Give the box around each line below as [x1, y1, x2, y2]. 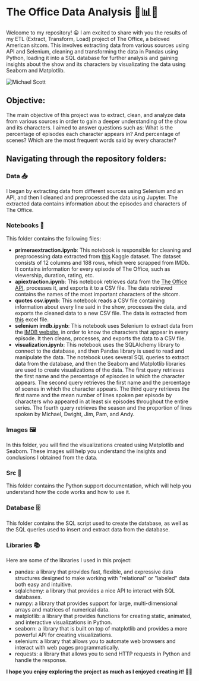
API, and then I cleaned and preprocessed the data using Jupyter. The [6, 194, 178, 201]
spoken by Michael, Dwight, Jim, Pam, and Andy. [14, 410, 135, 417]
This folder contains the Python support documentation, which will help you [6, 482, 191, 489]
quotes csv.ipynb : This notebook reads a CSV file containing [14, 297, 165, 304]
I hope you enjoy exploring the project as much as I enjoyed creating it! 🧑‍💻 [6, 668, 193, 675]
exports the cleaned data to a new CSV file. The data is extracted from [14, 309, 188, 316]
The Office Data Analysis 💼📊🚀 [6, 5, 159, 19]
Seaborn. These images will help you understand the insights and [6, 448, 166, 455]
